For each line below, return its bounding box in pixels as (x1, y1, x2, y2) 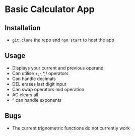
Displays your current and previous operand (12, 64, 104, 71)
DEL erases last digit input (12, 81, 66, 87)
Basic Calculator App (5, 4, 95, 15)
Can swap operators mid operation (12, 86, 85, 92)
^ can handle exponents (12, 97, 62, 103)
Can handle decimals (12, 76, 56, 82)
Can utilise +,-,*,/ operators (12, 70, 69, 76)
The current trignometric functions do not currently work (12, 125, 130, 131)
